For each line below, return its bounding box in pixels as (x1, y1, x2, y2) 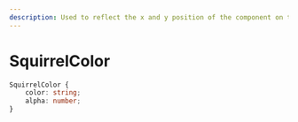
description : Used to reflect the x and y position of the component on (9, 12, 284, 22)
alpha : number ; (25, 96, 82, 106)
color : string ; (25, 88, 82, 97)
